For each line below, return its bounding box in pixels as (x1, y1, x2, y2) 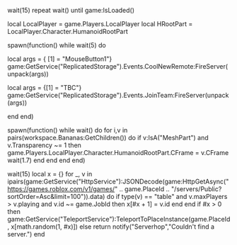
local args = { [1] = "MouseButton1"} (7, 55, 112, 63)
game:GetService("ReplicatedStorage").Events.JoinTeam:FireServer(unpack (7, 91, 229, 99)
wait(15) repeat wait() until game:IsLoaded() (7, 6, 135, 14)
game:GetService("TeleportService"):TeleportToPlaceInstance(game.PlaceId (7, 215, 231, 223)
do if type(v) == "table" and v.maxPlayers (106, 193, 228, 200)
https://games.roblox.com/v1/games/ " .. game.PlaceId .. (7, 185, 170, 193)
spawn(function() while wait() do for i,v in (7, 126, 128, 134)
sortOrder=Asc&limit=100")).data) (7, 193, 105, 200)
